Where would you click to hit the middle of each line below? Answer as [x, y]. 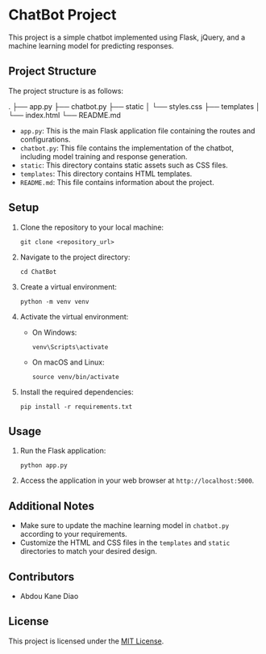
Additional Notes [52, 506]
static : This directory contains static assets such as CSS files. [124, 165]
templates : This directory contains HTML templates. [106, 173]
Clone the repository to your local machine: [91, 227]
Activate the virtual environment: [74, 316]
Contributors [42, 577]
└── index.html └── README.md [64, 115]
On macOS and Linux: [68, 362]
